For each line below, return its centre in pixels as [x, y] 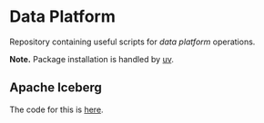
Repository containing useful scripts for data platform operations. [132, 42]
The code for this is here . [56, 109]
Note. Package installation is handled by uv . [92, 59]
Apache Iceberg [56, 88]
